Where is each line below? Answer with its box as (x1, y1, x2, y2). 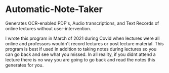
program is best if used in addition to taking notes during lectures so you (5, 46, 157, 52)
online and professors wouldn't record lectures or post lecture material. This (5, 40, 164, 46)
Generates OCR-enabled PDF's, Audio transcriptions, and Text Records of (5, 20, 159, 26)
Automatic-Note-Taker (5, 4, 103, 15)
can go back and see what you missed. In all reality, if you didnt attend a (5, 51, 156, 57)
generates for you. (5, 62, 44, 68)
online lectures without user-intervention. (5, 25, 92, 31)
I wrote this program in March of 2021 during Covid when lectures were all (5, 35, 160, 41)
